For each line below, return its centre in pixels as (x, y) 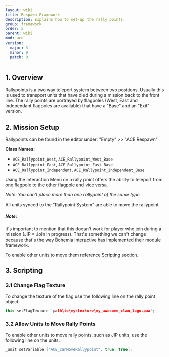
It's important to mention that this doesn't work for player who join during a (83, 229)
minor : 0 (19, 52)
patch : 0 (19, 57)
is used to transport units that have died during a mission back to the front (82, 95)
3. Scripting (24, 271)
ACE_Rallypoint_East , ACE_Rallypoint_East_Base (62, 164)
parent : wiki (19, 33)
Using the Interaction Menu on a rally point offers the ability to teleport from (84, 180)
